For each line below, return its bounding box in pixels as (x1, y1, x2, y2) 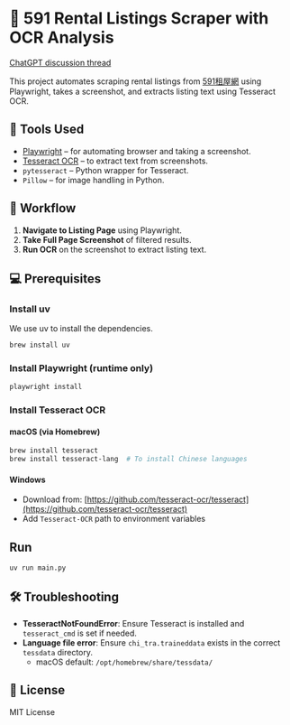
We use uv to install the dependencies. (9, 323, 153, 334)
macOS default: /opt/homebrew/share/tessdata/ (35, 656, 213, 667)
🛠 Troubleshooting (9, 590, 120, 605)
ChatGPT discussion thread (9, 57, 112, 68)
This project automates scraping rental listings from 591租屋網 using (9, 76, 262, 87)
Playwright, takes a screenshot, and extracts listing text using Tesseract (9, 86, 276, 97)
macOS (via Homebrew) (9, 426, 101, 437)
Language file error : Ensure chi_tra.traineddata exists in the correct (22, 637, 281, 648)
